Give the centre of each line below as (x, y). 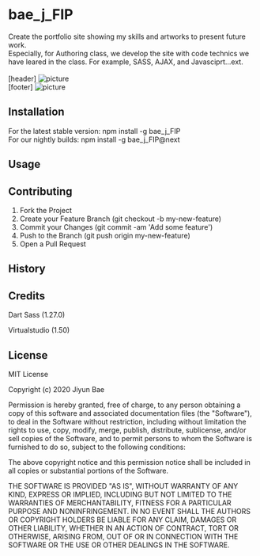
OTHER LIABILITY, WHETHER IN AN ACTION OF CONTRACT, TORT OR (123, 527)
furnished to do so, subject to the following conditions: (97, 447)
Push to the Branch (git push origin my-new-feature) (105, 235)
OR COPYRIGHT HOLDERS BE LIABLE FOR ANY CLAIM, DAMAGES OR (122, 520)
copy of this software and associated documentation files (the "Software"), (130, 413)
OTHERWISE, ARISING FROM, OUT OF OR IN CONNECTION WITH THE (123, 536)
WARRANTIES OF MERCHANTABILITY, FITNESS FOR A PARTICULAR (120, 503)
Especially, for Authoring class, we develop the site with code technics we (129, 53)
